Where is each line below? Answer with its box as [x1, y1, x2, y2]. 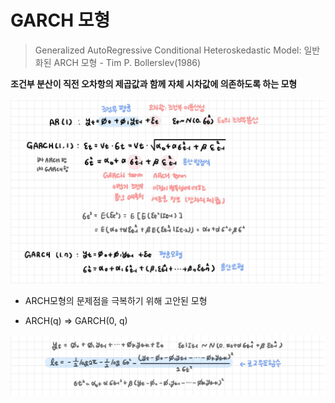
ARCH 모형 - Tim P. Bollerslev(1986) [53, 56, 202, 68]
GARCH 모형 [10, 9, 111, 32]
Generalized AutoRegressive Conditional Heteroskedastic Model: [34, 44, 302, 56]
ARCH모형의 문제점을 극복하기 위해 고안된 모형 [24, 294, 208, 306]
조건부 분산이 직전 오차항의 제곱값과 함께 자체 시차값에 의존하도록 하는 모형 [10, 77, 298, 90]
